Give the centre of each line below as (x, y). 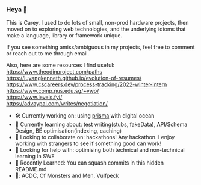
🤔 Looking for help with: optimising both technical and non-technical (100, 150)
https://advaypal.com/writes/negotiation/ (57, 104)
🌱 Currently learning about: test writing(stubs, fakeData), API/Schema (101, 124)
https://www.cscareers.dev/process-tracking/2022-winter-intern (87, 84)
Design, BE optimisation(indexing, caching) (68, 131)
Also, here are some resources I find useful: (60, 65)
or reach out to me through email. (48, 54)
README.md (31, 169)
